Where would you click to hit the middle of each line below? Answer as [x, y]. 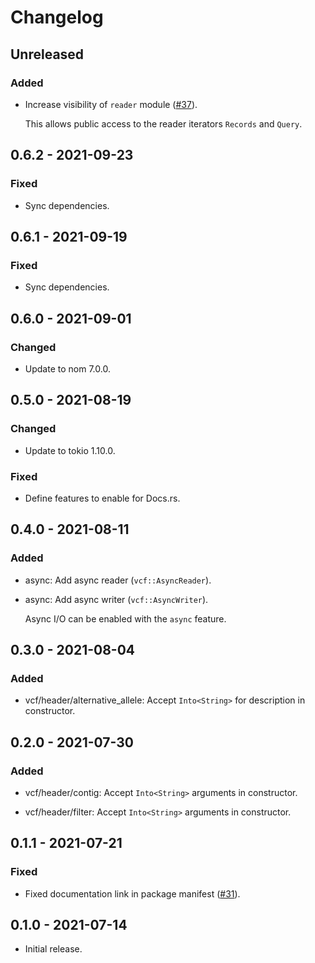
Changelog [57, 17]
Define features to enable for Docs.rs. [102, 498]
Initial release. [53, 949]
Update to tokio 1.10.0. [70, 450]
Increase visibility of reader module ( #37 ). [111, 104]
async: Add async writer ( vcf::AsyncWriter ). [116, 599]
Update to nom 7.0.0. [67, 368]
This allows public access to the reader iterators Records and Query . [163, 123]
